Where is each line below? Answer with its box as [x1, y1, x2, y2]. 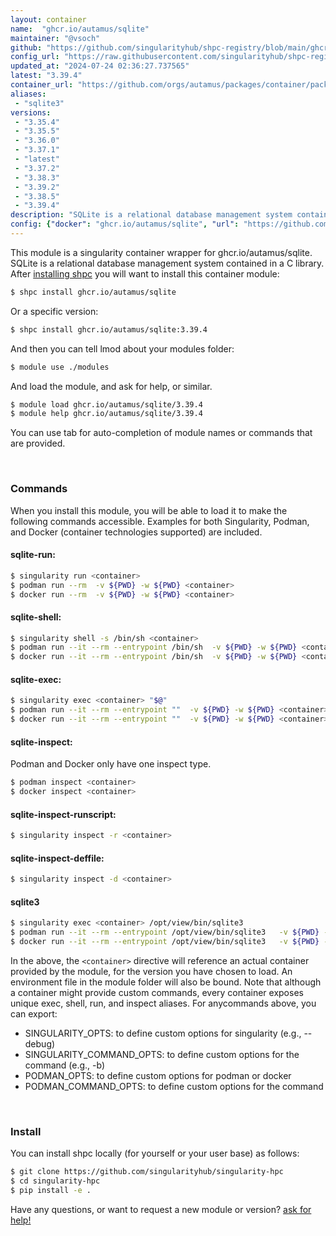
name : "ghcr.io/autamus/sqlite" [10, 24, 150, 34]
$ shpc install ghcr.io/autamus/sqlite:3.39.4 [10, 324, 208, 335]
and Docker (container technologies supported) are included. [10, 526, 263, 538]
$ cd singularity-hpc [10, 1176, 101, 1186]
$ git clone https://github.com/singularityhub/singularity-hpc [10, 1167, 284, 1177]
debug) [24, 1037, 56, 1050]
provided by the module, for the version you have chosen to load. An [10, 965, 293, 977]
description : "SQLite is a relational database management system [10, 210, 293, 220]
